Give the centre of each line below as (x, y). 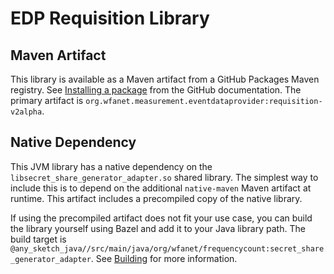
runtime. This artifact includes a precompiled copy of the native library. (156, 198)
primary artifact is (47, 100)
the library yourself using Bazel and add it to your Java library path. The (158, 228)
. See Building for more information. (164, 258)
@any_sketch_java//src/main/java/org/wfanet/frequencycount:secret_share (167, 248)
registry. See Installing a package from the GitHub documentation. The (156, 90)
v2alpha (26, 112)
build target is (38, 239)
